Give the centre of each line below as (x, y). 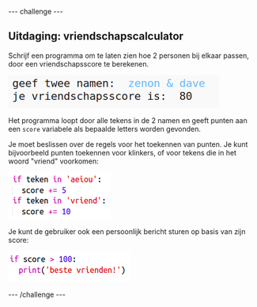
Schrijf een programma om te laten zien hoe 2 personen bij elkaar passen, (128, 56)
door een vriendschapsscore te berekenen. (78, 63)
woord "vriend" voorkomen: (53, 161)
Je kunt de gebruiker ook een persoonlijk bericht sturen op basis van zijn (127, 231)
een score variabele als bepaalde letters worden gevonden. (105, 129)
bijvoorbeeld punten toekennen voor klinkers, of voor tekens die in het (123, 152)
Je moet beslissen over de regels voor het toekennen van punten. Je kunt (128, 144)
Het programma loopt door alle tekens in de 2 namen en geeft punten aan (128, 120)
